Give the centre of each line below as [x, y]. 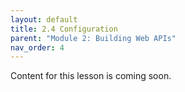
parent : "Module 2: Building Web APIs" [93, 38]
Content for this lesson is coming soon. [91, 76]
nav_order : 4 [37, 47]
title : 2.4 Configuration [64, 29]
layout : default [44, 19]
